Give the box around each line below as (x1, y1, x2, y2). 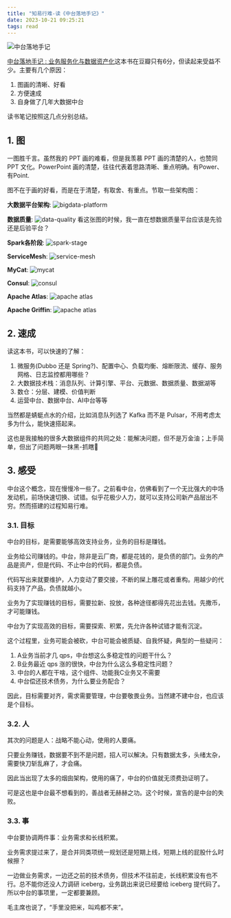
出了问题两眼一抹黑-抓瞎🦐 (25, 442, 98, 451)
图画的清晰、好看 (16, 81, 66, 89)
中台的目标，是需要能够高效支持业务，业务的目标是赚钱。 (7, 538, 170, 546)
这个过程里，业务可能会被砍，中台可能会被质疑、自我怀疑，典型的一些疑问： (7, 637, 224, 645)
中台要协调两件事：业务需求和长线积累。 (7, 833, 122, 841)
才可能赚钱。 (7, 607, 43, 615)
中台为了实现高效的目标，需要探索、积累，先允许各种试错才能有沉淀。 (7, 622, 206, 631)
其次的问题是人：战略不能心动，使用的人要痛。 (7, 736, 140, 744)
